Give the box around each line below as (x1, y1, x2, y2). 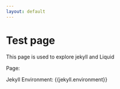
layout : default (6, 8, 45, 15)
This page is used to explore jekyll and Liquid (6, 53, 115, 60)
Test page (6, 33, 55, 47)
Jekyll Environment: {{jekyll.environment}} (6, 76, 108, 83)
